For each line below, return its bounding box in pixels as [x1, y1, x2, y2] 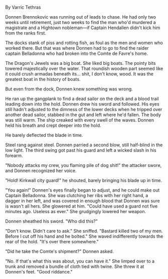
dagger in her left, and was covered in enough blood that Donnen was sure [5, 198, 160, 204]
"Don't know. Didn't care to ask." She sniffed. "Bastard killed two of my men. [5, 228, 163, 234]
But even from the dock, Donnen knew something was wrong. [5, 86, 133, 92]
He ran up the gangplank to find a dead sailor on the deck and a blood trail [5, 96, 159, 102]
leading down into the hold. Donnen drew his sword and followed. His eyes [5, 101, 159, 107]
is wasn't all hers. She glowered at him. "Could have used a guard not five [5, 203, 158, 209]
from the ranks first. [5, 30, 47, 36]
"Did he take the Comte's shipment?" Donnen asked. [5, 248, 114, 254]
